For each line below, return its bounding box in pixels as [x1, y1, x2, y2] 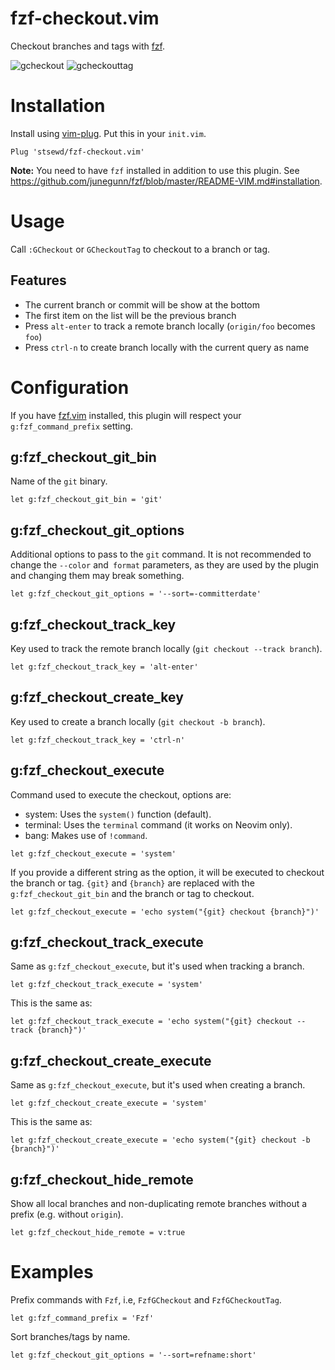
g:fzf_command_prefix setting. [10, 420, 134, 432]
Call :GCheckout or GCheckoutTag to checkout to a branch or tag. [10, 243, 271, 255]
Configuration [10, 376, 130, 399]
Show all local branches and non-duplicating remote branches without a [10, 1198, 308, 1210]
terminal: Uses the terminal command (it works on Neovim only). [24, 818, 293, 831]
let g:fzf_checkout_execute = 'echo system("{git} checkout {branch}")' [10, 907, 320, 917]
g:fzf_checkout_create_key [10, 689, 184, 706]
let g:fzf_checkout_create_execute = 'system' [10, 1098, 208, 1109]
